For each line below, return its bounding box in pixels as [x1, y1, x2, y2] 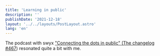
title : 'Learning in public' [5, 7, 67, 13]
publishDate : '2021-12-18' [5, 17, 62, 22]
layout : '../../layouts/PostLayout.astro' [5, 21, 96, 27]
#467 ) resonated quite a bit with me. [5, 45, 81, 51]
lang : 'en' [5, 26, 28, 31]
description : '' [5, 12, 39, 17]
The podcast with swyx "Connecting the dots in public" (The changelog [5, 40, 155, 46]
